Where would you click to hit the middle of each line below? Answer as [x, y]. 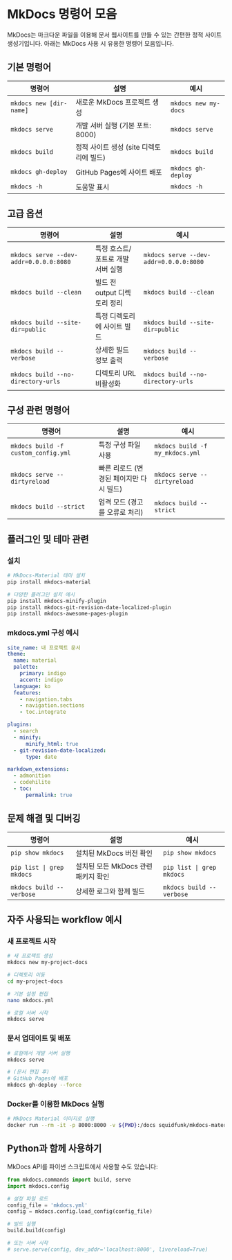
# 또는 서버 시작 [28, 1243]
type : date [41, 757]
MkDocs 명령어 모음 [62, 14]
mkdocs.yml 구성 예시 [43, 633]
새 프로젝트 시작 [32, 941]
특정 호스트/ [113, 248]
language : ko [32, 686]
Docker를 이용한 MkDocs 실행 [56, 1104]
